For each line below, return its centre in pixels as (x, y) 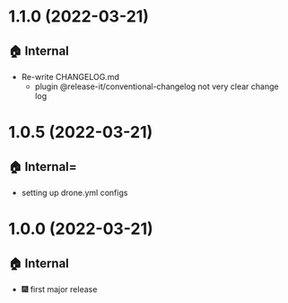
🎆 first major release (59, 289)
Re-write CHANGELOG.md (70, 77)
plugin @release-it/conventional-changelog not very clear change (157, 86)
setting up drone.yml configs (74, 192)
